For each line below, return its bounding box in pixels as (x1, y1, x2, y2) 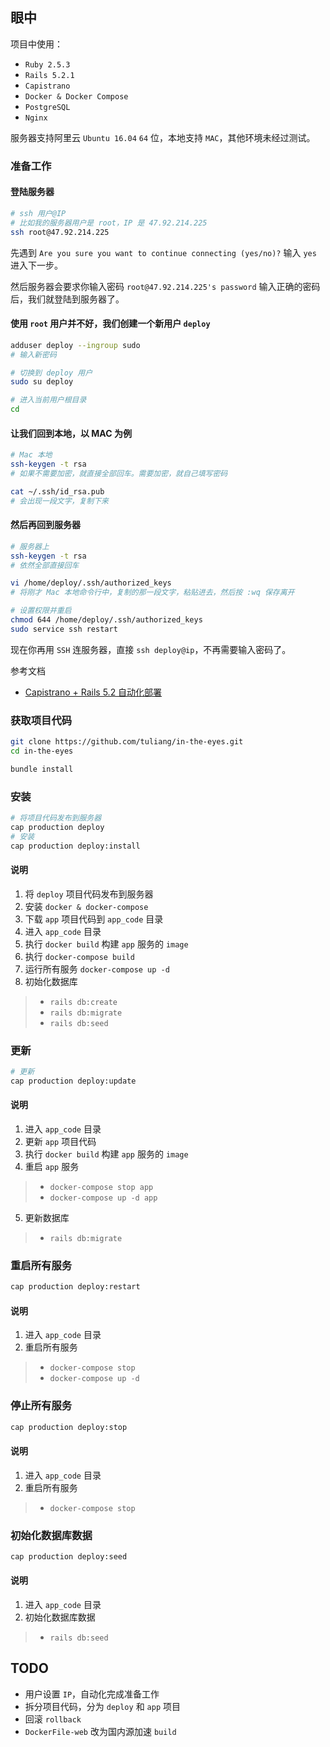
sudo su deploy (10, 377, 74, 387)
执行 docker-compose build (24, 950, 135, 962)
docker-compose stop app (49, 1182, 154, 1192)
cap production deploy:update (10, 1076, 137, 1086)
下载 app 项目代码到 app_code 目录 (24, 913, 164, 925)
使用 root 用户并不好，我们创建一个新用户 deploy (10, 318, 211, 330)
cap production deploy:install (10, 841, 141, 851)
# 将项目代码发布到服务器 (10, 813, 102, 823)
